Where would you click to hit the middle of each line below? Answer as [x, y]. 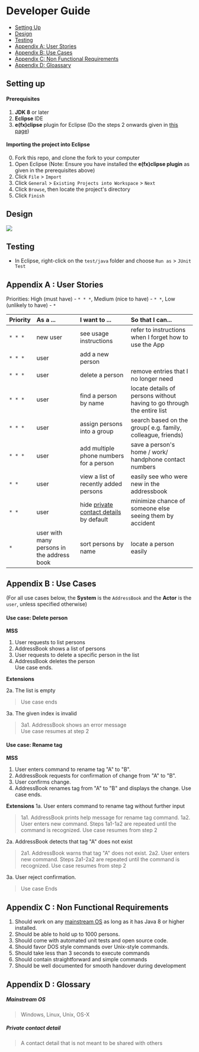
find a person [98, 396]
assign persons [101, 424]
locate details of [153, 388]
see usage [94, 334]
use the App [147, 345]
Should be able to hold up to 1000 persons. [67, 934]
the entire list [149, 411]
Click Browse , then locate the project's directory [72, 189]
